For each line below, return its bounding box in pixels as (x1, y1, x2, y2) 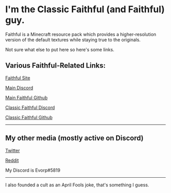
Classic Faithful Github (5, 114, 52, 120)
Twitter (5, 147, 20, 153)
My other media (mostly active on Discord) (5, 134, 144, 143)
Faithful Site (5, 75, 31, 81)
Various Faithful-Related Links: (5, 61, 106, 70)
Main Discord (5, 85, 33, 91)
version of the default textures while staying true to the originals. (5, 37, 141, 43)
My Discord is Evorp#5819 (5, 167, 61, 173)
